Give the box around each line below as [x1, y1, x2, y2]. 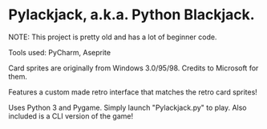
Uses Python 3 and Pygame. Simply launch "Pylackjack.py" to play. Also [8, 103, 247, 112]
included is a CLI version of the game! [8, 111, 134, 121]
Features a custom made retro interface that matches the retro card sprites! [8, 87, 258, 97]
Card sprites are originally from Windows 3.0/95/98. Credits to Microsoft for [8, 62, 259, 73]
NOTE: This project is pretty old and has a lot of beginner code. [8, 32, 217, 42]
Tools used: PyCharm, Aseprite [8, 47, 111, 57]
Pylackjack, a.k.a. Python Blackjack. [8, 6, 255, 24]
